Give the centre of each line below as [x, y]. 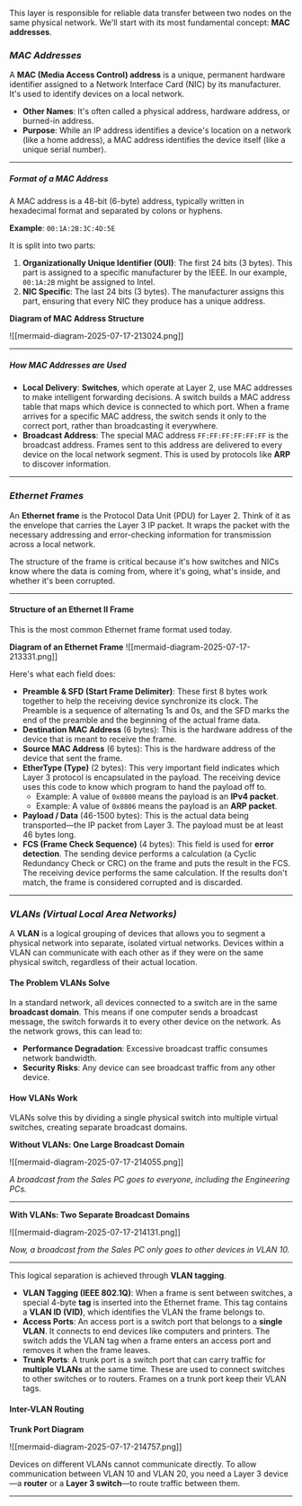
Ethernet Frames [47, 496]
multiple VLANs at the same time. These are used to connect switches [154, 1369]
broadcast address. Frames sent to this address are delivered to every [152, 445]
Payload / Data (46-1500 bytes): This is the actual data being [135, 815]
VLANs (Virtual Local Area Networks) [93, 914]
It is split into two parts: [53, 245]
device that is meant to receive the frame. [99, 739]
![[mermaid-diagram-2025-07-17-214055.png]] [97, 1162]
